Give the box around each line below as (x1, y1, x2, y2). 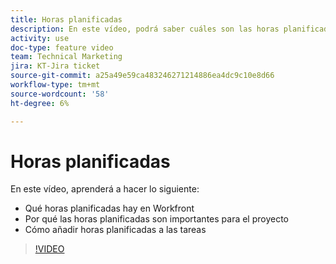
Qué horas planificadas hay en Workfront (24, 202, 195, 215)
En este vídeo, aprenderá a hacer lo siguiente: (10, 183, 200, 195)
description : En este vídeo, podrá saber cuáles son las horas (10, 24, 280, 34)
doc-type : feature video (10, 42, 114, 53)
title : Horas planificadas (10, 14, 123, 25)
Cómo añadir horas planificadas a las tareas (24, 224, 207, 236)
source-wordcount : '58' (10, 89, 110, 99)
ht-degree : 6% (10, 98, 70, 108)
